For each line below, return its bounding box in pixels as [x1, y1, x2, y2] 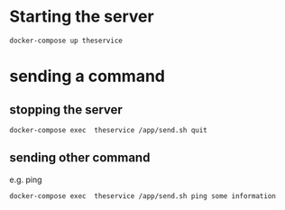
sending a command [9, 66, 165, 87]
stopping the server [9, 102, 124, 117]
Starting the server [9, 6, 155, 27]
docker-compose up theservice [9, 36, 124, 45]
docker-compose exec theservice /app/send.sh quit [9, 125, 207, 134]
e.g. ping [9, 174, 42, 185]
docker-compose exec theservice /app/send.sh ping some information [9, 191, 277, 200]
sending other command [9, 151, 151, 166]
